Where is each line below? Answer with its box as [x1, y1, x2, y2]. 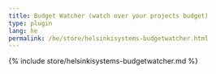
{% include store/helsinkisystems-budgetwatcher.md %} [8, 56, 199, 66]
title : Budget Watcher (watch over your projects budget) [8, 11, 209, 20]
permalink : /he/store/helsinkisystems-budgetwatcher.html [8, 34, 209, 43]
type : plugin [8, 19, 53, 27]
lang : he [8, 27, 38, 35]
